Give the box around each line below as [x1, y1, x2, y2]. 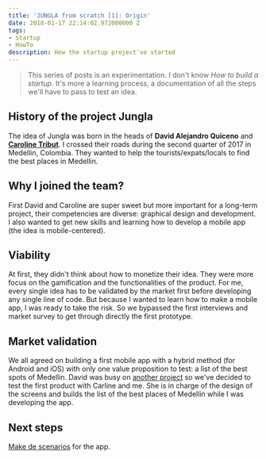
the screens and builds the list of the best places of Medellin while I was [8, 389, 245, 399]
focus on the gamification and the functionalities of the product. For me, [8, 278, 244, 288]
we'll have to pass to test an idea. [27, 87, 137, 96]
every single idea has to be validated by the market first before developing [8, 286, 252, 296]
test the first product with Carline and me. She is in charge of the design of [8, 381, 253, 391]
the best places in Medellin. [8, 156, 98, 166]
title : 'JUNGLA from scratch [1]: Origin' [8, 11, 151, 20]
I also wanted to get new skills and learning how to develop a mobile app [8, 217, 246, 227]
